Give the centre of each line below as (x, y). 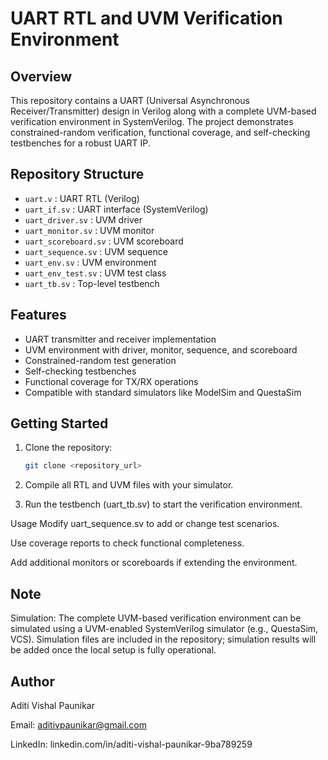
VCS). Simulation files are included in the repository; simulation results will (163, 639)
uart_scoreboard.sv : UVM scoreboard (104, 241)
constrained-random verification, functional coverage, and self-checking (160, 132)
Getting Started (59, 423)
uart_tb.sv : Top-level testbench (92, 283)
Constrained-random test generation (100, 360)
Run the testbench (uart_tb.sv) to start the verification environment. (163, 504)
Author (32, 681)
